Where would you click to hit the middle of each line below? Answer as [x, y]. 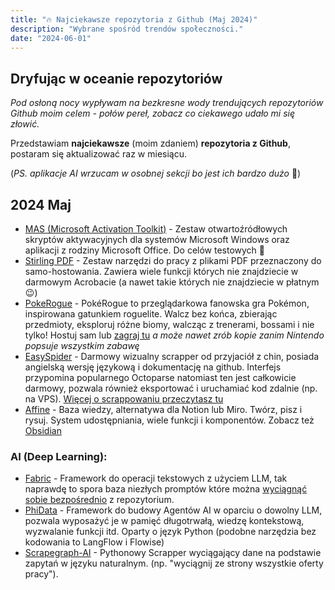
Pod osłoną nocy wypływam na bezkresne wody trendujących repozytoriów [167, 103]
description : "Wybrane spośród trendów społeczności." [127, 29]
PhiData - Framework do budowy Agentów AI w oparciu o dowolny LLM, [173, 510]
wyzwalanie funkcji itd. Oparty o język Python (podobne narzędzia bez [170, 532]
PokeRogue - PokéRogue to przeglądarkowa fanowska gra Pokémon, [167, 303]
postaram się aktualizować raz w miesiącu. [99, 154]
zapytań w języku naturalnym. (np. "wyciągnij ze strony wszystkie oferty [174, 563]
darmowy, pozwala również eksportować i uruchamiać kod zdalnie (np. [171, 388]
